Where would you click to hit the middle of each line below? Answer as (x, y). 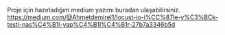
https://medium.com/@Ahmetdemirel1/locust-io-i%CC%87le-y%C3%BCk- (113, 17)
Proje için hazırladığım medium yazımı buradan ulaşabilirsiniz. (94, 10)
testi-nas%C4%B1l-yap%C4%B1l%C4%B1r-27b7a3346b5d (91, 24)
